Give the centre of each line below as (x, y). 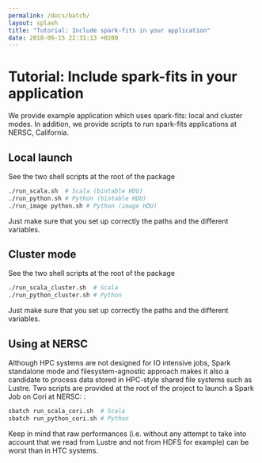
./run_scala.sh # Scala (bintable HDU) (76, 191)
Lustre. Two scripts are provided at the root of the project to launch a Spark (131, 388)
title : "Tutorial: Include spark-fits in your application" (110, 30)
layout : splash (33, 23)
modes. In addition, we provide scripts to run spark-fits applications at (123, 124)
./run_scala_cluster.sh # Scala (63, 288)
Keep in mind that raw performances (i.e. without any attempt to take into (127, 434)
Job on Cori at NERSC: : (47, 396)
